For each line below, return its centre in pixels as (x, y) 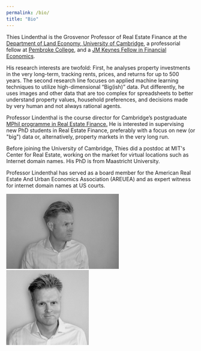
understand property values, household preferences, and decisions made (97, 100)
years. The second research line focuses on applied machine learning (92, 80)
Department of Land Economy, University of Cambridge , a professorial (93, 43)
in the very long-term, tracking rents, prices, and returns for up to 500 (93, 74)
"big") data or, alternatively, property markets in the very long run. (88, 136)
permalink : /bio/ (28, 13)
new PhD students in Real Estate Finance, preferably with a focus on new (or (101, 130)
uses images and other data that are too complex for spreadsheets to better (100, 93)
